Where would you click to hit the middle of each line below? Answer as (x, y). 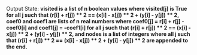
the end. (17, 47)
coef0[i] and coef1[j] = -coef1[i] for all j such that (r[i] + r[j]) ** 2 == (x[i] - (99, 27)
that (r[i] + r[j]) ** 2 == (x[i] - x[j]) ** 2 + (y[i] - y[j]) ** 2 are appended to (97, 40)
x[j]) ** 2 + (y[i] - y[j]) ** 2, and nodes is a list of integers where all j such (98, 34)
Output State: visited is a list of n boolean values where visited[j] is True (97, 9)
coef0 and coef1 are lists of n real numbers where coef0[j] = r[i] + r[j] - (95, 21)
